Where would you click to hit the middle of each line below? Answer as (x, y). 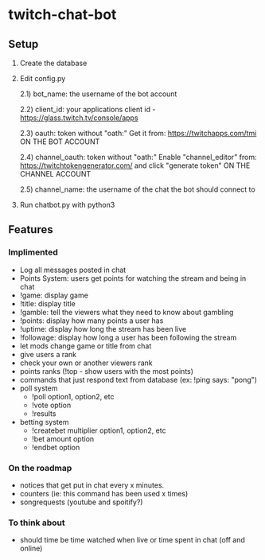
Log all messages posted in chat (73, 270)
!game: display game (54, 295)
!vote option (51, 405)
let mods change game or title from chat (86, 346)
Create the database (53, 63)
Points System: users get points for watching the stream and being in (133, 278)
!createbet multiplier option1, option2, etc (99, 430)
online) (31, 548)
